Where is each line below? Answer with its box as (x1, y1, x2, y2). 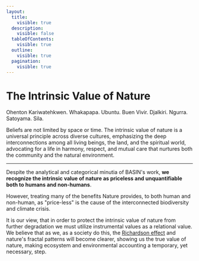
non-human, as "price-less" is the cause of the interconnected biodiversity (6, 199, 190, 206)
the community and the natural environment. (6, 152, 115, 159)
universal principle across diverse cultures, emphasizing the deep (6, 133, 167, 140)
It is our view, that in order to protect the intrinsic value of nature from (6, 217, 176, 224)
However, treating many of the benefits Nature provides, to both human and (6, 193, 191, 200)
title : (11, 14, 28, 20)
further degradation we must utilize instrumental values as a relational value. (6, 223, 192, 230)
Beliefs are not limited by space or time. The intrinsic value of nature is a (6, 127, 182, 134)
